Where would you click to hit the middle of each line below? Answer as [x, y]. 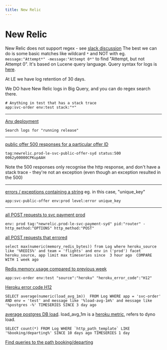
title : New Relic [23, 10]
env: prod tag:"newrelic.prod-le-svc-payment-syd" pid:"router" [73, 224]
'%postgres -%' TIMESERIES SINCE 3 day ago [51, 305]
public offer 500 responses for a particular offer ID [57, 144]
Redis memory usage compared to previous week [56, 268]
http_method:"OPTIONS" [29, 228]
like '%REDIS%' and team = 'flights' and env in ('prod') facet [73, 251]
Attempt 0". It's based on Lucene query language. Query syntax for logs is [81, 64]
